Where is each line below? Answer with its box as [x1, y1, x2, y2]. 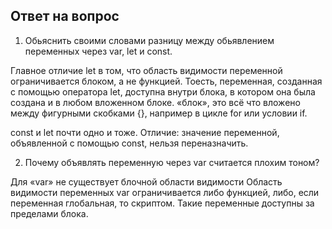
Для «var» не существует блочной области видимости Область [10, 175, 283, 188]
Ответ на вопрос [10, 8, 120, 25]
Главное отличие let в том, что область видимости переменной [10, 64, 283, 76]
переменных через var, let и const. [24, 45, 173, 57]
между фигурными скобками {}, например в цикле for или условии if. [10, 107, 308, 119]
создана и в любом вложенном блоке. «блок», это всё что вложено [10, 96, 301, 108]
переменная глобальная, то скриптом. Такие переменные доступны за [10, 197, 315, 209]
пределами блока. [10, 207, 89, 219]
